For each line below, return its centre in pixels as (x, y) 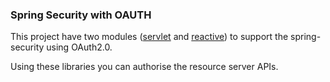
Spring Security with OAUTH (81, 15)
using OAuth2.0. (79, 47)
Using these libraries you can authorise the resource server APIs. (144, 67)
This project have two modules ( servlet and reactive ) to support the (149, 37)
